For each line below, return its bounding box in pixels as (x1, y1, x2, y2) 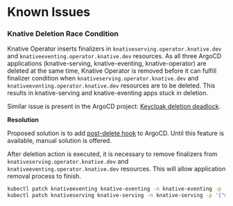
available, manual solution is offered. (7, 137, 112, 145)
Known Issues (7, 4, 91, 20)
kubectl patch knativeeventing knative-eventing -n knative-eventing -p (7, 185, 222, 193)
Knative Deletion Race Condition (7, 29, 119, 39)
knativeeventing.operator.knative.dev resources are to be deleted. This (7, 81, 216, 90)
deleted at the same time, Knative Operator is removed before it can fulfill (7, 67, 217, 75)
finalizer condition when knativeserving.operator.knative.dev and (7, 74, 199, 83)
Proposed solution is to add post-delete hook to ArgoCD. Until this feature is (7, 129, 224, 137)
